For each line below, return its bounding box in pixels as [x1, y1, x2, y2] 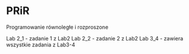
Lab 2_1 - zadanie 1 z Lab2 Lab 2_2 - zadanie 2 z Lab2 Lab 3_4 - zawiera [6, 35, 184, 42]
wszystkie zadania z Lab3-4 [6, 41, 75, 48]
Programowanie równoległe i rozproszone [6, 23, 109, 31]
